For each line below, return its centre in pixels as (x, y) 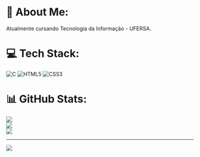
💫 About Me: (37, 12)
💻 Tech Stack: (43, 54)
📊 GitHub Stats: (47, 99)
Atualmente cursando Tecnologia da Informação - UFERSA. (79, 28)
